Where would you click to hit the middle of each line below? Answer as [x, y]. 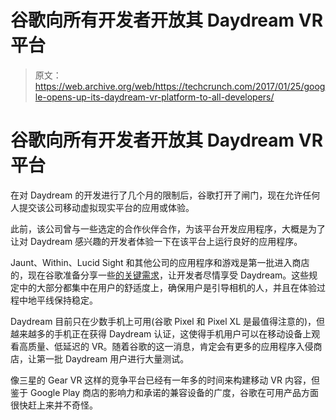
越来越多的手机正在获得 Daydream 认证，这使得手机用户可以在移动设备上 [161, 333]
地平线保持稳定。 [62, 300]
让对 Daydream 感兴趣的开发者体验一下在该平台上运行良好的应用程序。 [156, 241]
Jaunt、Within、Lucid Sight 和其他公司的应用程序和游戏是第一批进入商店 [160, 262]
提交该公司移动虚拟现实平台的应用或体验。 [106, 207]
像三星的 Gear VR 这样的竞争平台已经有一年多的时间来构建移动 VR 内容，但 [165, 380]
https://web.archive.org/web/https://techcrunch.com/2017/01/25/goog [180, 86]
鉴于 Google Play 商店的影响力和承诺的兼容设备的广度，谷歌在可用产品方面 [165, 392]
